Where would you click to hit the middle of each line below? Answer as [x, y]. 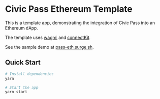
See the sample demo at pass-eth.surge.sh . [49, 47]
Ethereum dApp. [22, 28]
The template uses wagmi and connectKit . [48, 37]
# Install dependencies [30, 74]
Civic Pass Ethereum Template [69, 9]
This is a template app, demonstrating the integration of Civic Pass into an [80, 23]
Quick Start [23, 63]
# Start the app [22, 87]
